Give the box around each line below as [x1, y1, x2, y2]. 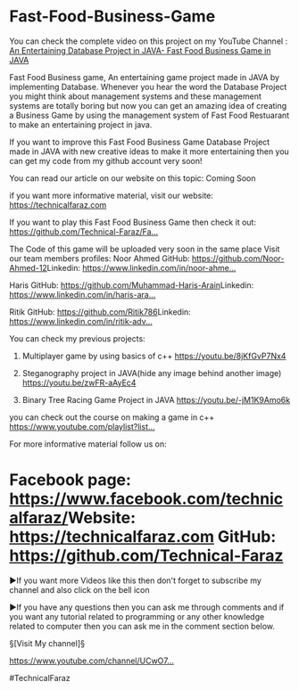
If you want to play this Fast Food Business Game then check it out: [9, 217, 257, 227]
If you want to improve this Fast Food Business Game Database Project [9, 136, 270, 147]
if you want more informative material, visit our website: [9, 190, 214, 201]
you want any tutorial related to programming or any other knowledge [9, 611, 265, 621]
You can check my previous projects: [9, 333, 145, 344]
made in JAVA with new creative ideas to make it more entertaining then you [9, 145, 290, 157]
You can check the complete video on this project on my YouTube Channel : [9, 36, 288, 46]
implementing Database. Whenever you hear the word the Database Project [9, 81, 287, 92]
